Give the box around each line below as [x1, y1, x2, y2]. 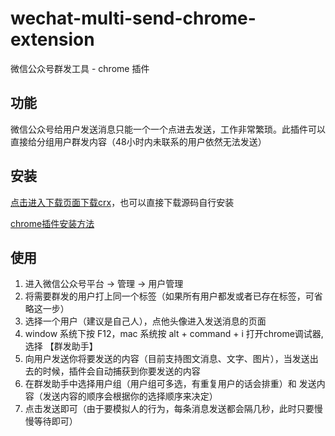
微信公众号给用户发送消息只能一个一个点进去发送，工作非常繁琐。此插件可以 [10, 123, 326, 135]
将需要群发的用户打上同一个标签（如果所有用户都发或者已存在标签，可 [24, 290, 315, 302]
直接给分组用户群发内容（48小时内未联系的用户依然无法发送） [10, 135, 267, 147]
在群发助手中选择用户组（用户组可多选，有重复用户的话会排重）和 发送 [24, 378, 317, 390]
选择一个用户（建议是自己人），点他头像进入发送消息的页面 [24, 315, 267, 327]
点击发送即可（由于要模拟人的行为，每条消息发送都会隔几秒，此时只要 [24, 403, 315, 415]
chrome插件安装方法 [10, 217, 95, 229]
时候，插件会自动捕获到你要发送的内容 [42, 365, 201, 377]
